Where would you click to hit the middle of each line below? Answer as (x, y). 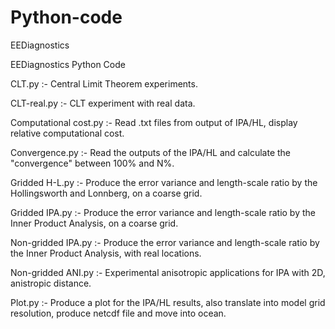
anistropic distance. (51, 283)
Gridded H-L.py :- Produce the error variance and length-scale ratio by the (164, 182)
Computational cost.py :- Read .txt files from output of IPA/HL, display (154, 122)
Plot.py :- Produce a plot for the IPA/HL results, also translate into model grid (168, 302)
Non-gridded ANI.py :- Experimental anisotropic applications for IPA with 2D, (168, 272)
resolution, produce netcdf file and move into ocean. (118, 313)
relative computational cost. (67, 133)
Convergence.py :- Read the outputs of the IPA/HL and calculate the (151, 152)
